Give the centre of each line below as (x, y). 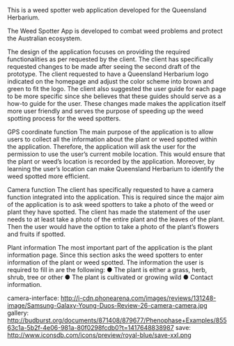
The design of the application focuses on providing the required (99, 52)
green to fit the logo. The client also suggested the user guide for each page (117, 89)
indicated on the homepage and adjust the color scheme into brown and (111, 81)
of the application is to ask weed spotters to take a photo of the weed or (111, 204)
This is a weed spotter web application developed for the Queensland (107, 10)
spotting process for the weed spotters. (64, 118)
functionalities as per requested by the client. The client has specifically (110, 59)
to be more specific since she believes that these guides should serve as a (114, 96)
